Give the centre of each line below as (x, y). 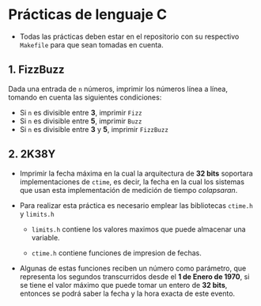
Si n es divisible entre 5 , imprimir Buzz (81, 121)
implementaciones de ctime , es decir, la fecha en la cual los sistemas (132, 181)
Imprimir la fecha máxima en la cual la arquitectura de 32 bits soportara (136, 173)
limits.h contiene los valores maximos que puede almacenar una (139, 229)
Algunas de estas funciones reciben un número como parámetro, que (133, 268)
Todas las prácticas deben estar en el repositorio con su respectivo (129, 36)
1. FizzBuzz (36, 70)
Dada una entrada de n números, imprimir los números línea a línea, (118, 89)
